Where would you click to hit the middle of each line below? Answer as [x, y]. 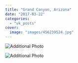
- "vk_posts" [23, 23]
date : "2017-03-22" [25, 14]
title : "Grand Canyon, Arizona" [38, 10]
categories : [17, 19]
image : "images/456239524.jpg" [42, 32]
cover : [12, 28]
